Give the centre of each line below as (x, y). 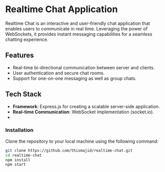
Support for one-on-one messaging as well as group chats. (75, 78)
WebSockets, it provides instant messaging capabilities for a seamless (79, 34)
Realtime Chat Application (62, 9)
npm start (16, 165)
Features (20, 55)
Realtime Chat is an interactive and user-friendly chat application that (78, 23)
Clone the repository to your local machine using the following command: (82, 141)
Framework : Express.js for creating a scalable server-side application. (86, 106)
